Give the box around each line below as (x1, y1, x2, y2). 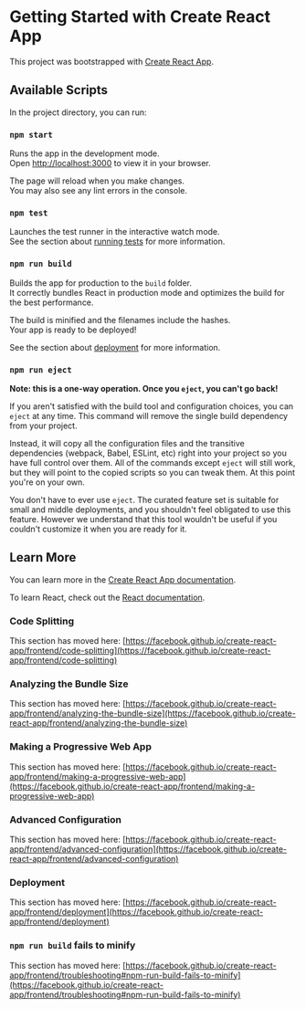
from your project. (9, 420, 78, 431)
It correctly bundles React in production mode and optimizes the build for (9, 287, 285, 298)
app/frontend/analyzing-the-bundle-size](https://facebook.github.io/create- (9, 708, 297, 719)
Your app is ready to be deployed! (9, 324, 137, 335)
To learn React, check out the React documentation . (9, 592, 206, 603)
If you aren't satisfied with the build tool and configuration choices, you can (9, 400, 294, 412)
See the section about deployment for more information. (9, 342, 221, 352)
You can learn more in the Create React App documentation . (9, 573, 237, 585)
